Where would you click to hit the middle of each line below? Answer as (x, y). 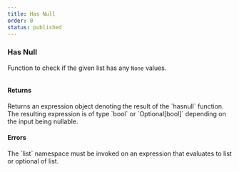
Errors (17, 138)
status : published (35, 27)
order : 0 (20, 21)
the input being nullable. (43, 121)
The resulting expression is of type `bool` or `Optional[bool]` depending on (117, 113)
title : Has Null (31, 14)
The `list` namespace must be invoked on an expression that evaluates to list (119, 153)
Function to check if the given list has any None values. (87, 68)
